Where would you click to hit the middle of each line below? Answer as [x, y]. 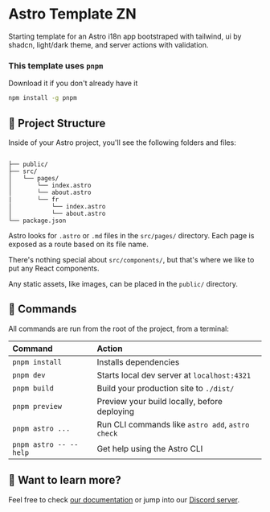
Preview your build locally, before [160, 401]
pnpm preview [37, 406]
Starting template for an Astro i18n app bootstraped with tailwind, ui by [125, 36]
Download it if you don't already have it [73, 83]
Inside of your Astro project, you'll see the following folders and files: [123, 142]
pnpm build [33, 388]
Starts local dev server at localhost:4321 [174, 375]
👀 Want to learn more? [65, 480]
